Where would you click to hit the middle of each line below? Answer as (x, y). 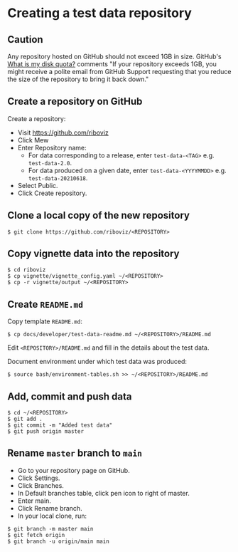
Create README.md (45, 304)
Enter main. (34, 501)
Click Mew (33, 140)
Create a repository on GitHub (75, 101)
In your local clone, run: (52, 516)
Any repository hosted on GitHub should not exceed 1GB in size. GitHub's (114, 56)
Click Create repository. (52, 193)
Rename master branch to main (75, 453)
